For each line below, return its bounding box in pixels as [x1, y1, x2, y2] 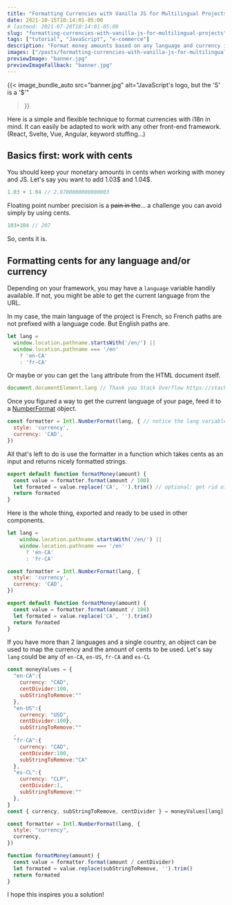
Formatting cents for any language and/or [7, 254, 191, 267]
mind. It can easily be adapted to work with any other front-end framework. [7, 122, 222, 130]
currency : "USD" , [19, 711, 70, 718]
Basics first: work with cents [7, 150, 133, 161]
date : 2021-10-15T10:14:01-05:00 [7, 17, 104, 24]
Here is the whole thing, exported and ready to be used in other [7, 509, 188, 517]
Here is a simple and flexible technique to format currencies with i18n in [7, 115, 211, 123]
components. [7, 516, 45, 525]
